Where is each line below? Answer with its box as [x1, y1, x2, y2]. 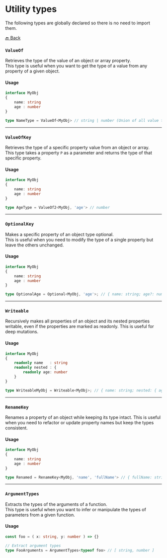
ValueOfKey [5, 134, 31, 140]
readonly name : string [14, 360, 68, 366]
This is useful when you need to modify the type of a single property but [5, 237, 154, 242]
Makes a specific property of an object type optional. [5, 231, 114, 237]
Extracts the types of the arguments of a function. [5, 501, 107, 507]
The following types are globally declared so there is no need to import [5, 20, 150, 26]
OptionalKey [5, 221, 34, 227]
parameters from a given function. [5, 512, 76, 518]
